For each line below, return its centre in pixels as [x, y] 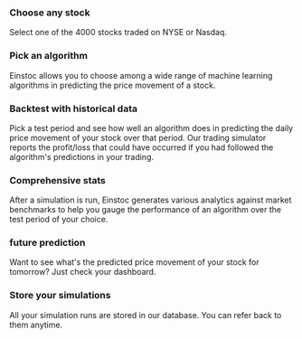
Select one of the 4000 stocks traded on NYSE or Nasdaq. [118, 33]
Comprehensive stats [57, 180]
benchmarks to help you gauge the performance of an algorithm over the [146, 210]
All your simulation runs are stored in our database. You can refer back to [146, 315]
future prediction [47, 243]
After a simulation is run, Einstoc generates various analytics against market [151, 200]
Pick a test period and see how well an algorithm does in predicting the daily [151, 127]
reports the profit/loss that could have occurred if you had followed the [142, 147]
